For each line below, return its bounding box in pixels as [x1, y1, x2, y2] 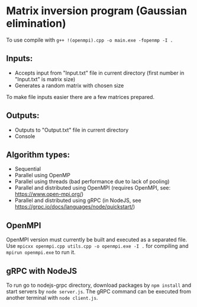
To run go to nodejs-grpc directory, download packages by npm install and [6, 282, 192, 289]
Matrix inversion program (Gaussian [6, 4, 188, 18]
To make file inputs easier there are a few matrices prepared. [6, 93, 155, 100]
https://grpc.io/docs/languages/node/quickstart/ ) [14, 203, 135, 210]
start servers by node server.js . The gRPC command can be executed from [6, 288, 191, 295]
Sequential [14, 165, 41, 172]
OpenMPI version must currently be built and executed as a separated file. [6, 236, 188, 244]
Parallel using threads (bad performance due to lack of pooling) [14, 178, 170, 185]
